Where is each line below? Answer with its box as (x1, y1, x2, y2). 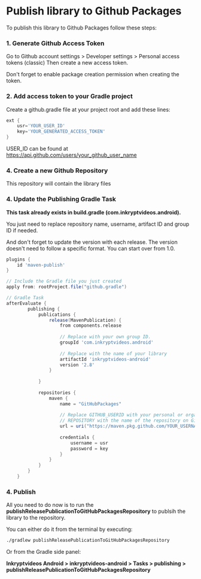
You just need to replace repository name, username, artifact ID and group (6, 220, 190, 228)
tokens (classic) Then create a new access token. (6, 59, 129, 67)
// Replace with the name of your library (59, 350, 167, 357)
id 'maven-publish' (17, 262, 66, 268)
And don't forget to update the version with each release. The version (6, 238, 178, 246)
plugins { (6, 256, 31, 262)
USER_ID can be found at (6, 145, 69, 153)
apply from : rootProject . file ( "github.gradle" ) (6, 284, 127, 290)
